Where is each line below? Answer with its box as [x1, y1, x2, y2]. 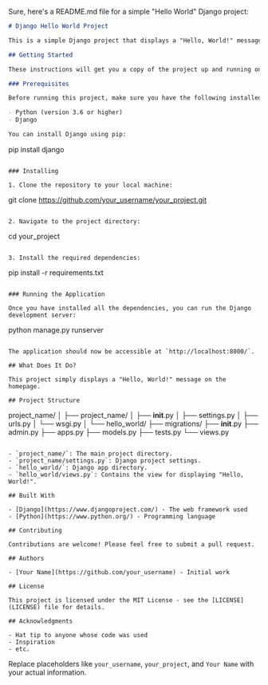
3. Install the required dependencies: [8, 254, 141, 262]
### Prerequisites [8, 80, 69, 88]
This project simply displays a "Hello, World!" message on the [8, 375, 227, 384]
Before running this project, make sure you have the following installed [8, 94, 262, 102]
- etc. [8, 645, 30, 653]
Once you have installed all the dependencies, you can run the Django [8, 304, 251, 312]
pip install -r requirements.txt [8, 267, 104, 278]
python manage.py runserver [8, 325, 104, 334]
